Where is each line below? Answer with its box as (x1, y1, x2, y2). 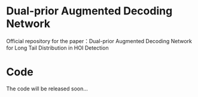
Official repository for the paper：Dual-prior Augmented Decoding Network (6, 37, 193, 44)
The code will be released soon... (6, 85, 89, 92)
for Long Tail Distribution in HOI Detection (6, 44, 109, 51)
